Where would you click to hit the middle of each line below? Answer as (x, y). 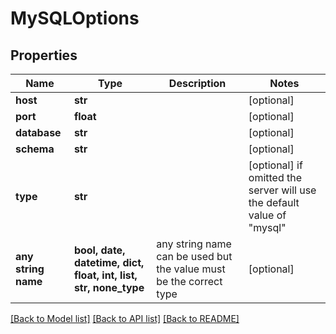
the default (274, 202)
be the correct (189, 281)
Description (197, 83)
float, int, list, (105, 275)
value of (267, 215)
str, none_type (109, 287)
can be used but (194, 256)
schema (35, 149)
